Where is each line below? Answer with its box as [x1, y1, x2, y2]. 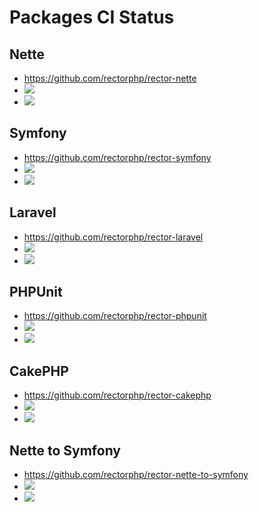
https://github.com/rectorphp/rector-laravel [23, 231, 204, 243]
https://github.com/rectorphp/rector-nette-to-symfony [23, 469, 249, 481]
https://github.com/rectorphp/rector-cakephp [23, 389, 212, 401]
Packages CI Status [9, 6, 175, 29]
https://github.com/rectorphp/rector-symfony [23, 151, 212, 163]
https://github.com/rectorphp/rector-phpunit [23, 310, 207, 322]
